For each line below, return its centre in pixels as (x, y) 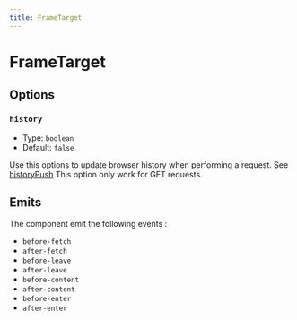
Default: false (48, 147)
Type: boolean (48, 138)
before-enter (47, 299)
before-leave (47, 261)
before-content (51, 280)
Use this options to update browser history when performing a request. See (149, 164)
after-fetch (44, 252)
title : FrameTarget (46, 17)
